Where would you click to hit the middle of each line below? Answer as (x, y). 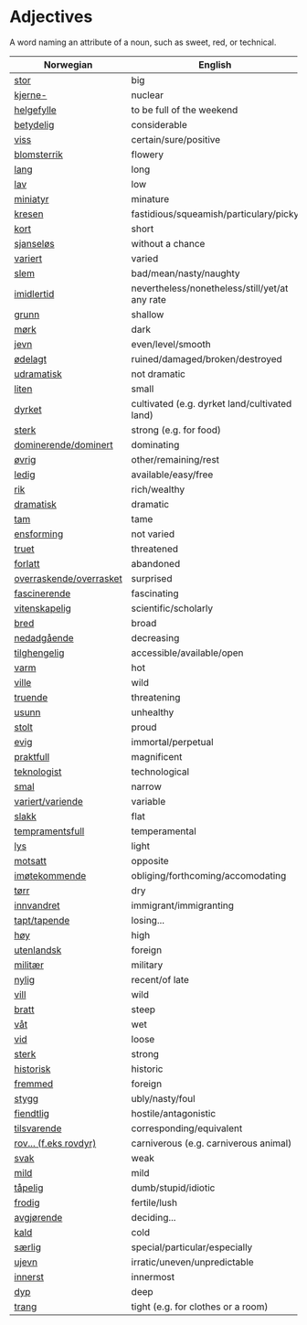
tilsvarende (38, 1128)
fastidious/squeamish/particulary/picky (215, 214)
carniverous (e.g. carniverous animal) (212, 1143)
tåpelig (29, 1188)
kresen (29, 214)
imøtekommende (50, 875)
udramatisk (38, 374)
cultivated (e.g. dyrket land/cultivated (212, 403)
